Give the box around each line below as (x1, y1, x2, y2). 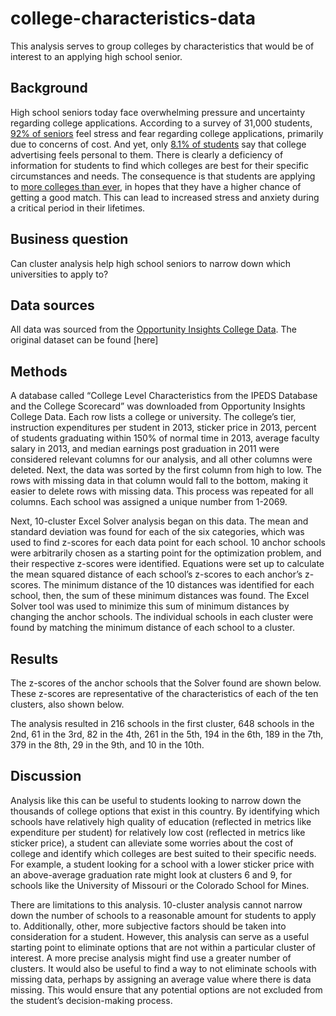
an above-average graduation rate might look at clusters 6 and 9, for (10, 868, 293, 881)
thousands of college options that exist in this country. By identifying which (10, 805, 320, 817)
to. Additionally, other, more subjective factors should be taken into (10, 920, 287, 932)
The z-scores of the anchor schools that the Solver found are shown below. (10, 677, 322, 689)
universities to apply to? (10, 268, 109, 280)
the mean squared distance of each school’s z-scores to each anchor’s (10, 568, 303, 581)
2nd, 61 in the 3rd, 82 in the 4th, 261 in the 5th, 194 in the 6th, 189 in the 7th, (10, 728, 324, 740)
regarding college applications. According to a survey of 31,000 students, (10, 117, 313, 129)
